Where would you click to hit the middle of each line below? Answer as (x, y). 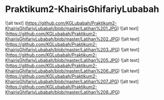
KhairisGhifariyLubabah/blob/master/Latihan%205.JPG (62, 60)
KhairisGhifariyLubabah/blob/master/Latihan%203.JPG (62, 49)
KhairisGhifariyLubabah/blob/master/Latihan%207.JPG (61, 81)
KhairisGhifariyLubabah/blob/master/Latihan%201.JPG (61, 28)
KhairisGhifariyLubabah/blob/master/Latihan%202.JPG (62, 39)
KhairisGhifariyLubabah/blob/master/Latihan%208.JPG (62, 92)
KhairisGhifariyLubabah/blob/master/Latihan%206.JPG (62, 70)
